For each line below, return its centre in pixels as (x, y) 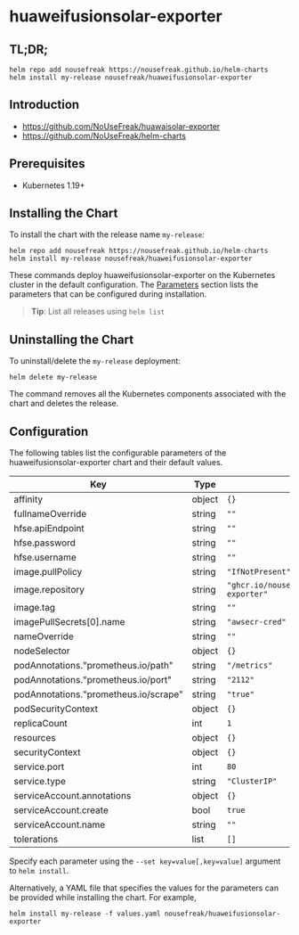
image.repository (49, 590)
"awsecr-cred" (256, 622)
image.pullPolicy (48, 572)
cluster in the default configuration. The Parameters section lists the (134, 285)
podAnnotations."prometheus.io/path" (93, 666)
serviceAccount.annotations (73, 796)
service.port (39, 767)
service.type (40, 782)
